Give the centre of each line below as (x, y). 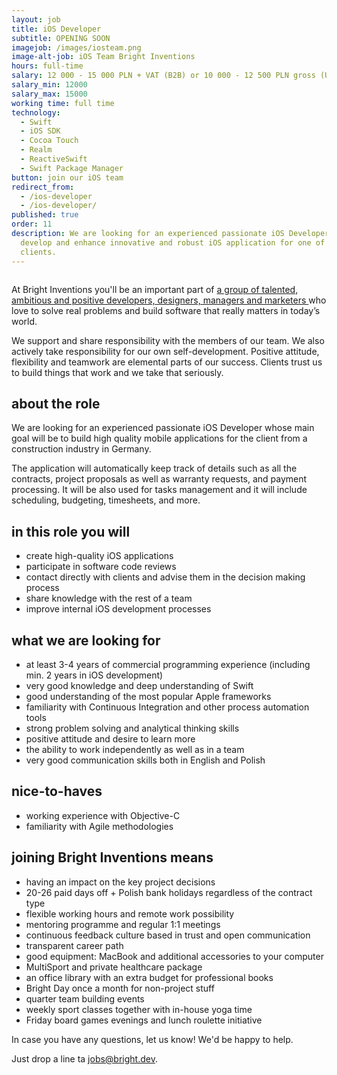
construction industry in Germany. (81, 449)
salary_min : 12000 (49, 85)
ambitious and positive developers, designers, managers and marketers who (169, 300)
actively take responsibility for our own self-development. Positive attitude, (165, 351)
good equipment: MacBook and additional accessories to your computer (174, 956)
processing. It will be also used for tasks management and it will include (159, 490)
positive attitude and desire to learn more (110, 738)
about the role (56, 403)
